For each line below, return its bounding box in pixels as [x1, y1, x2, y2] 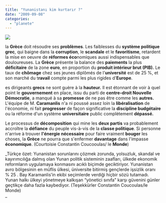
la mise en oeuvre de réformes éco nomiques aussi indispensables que [5, 54, 150, 60]
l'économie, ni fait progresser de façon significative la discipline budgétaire [5, 105, 161, 111]
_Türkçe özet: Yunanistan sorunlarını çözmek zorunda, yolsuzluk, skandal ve [5, 151, 160, 157]
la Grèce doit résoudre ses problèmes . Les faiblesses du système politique [5, 44, 160, 50]
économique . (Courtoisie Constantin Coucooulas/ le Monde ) [5, 141, 129, 147]
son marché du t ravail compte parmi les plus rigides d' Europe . [5, 75, 133, 81]
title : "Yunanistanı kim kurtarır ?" [5, 7, 83, 12]
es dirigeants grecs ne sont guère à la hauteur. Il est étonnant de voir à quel [5, 85, 161, 91]
